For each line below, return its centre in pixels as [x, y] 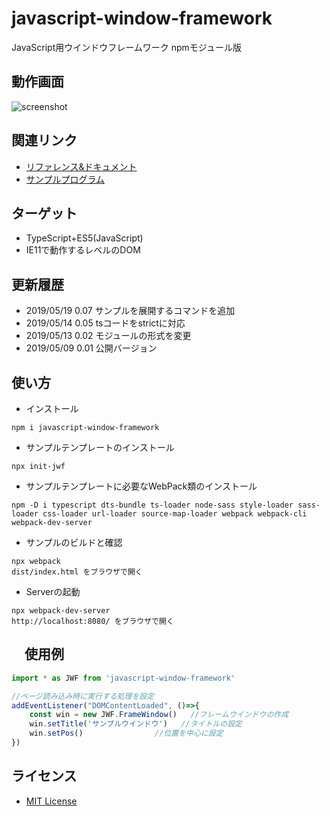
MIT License [51, 801]
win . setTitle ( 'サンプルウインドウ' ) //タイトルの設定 [136, 724]
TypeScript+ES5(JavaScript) [84, 238]
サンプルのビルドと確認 [74, 542]
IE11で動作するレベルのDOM [83, 250]
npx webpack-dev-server [61, 611]
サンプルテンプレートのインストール [100, 447]
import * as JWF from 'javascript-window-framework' [123, 678]
